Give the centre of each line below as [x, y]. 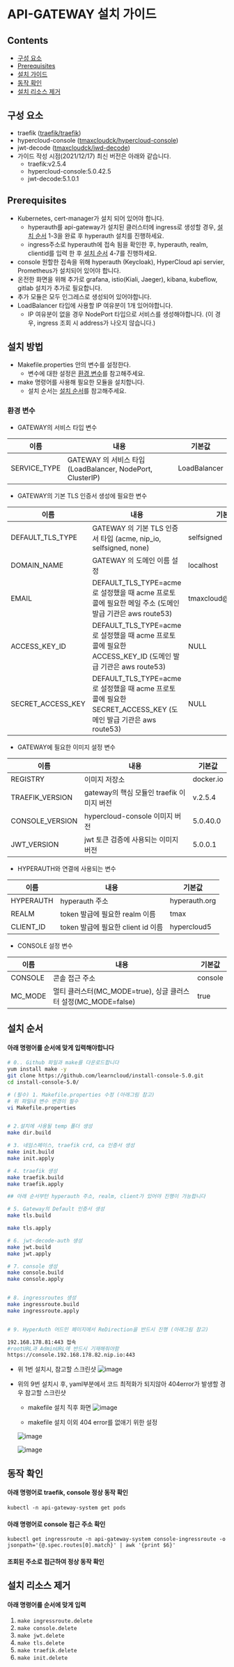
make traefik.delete [47, 1651]
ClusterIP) [84, 477]
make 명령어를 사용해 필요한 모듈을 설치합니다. [81, 382]
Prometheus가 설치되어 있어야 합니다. [69, 270]
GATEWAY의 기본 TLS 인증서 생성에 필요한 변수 [82, 496]
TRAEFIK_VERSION [42, 797]
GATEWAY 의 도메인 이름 [131, 560]
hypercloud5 [190, 926]
